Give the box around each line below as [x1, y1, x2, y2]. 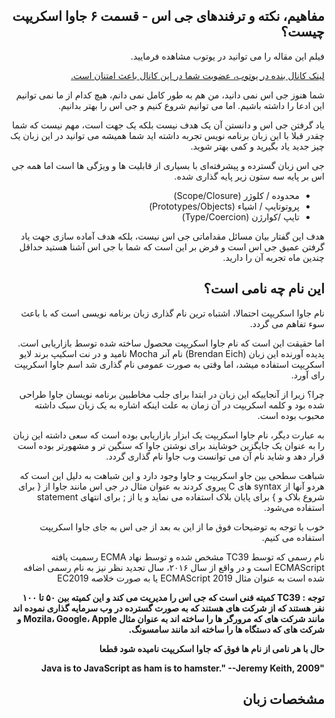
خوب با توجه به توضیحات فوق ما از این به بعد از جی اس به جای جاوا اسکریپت [39, 520, 325, 533]
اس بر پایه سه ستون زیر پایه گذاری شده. [173, 170, 325, 182]
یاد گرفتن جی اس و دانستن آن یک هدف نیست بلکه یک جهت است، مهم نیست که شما [12, 119, 325, 131]
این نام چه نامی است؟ [203, 280, 325, 298]
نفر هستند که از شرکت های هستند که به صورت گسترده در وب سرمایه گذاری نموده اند [12, 602, 325, 614]
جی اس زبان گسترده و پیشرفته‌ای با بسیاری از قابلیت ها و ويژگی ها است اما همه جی [11, 159, 325, 171]
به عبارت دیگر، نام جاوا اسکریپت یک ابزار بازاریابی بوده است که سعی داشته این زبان [12, 429, 325, 441]
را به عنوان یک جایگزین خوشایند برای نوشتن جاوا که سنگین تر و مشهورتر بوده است [17, 439, 325, 451]
